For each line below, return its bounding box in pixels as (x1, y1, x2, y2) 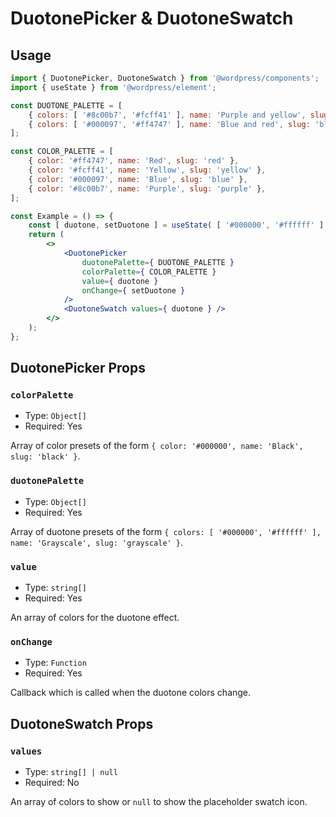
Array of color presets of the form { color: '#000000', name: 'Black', (10, 440, 304, 452)
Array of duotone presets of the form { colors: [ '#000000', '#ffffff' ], (10, 525, 322, 537)
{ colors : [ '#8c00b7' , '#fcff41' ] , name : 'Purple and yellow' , (28, 110, 307, 120)
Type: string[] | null (24, 766, 118, 778)
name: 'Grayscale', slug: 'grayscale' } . (10, 536, 184, 548)
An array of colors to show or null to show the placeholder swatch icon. (10, 796, 308, 808)
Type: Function (24, 657, 87, 669)
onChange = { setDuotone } (81, 285, 186, 296)
